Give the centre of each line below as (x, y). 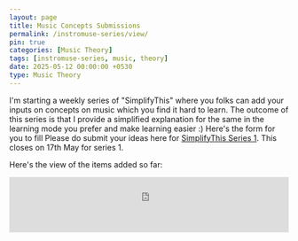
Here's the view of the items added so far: (86, 164)
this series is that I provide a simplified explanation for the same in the (137, 119)
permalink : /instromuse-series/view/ (79, 34)
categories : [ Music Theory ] (61, 51)
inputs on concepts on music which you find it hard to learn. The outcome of (149, 109)
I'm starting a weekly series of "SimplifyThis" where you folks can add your (147, 100)
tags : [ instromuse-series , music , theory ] (89, 58)
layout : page (33, 17)
